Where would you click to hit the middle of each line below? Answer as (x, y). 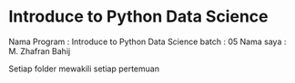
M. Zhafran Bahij (40, 51)
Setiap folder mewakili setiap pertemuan (84, 69)
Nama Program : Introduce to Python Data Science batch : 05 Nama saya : (147, 41)
